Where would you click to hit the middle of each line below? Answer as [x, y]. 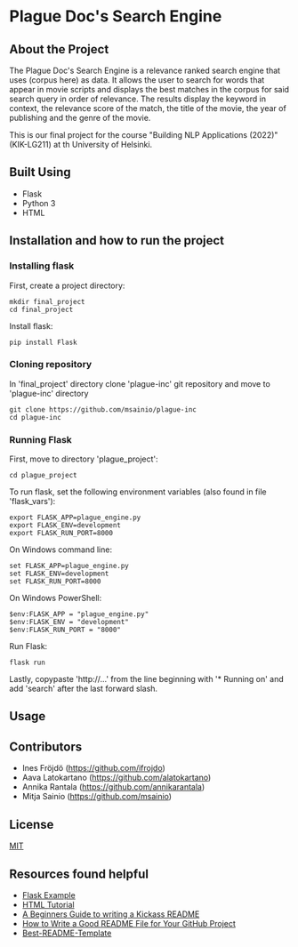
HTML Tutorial [48, 904]
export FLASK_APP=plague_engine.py [75, 518]
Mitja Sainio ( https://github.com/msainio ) [97, 797]
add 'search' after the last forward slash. [84, 689]
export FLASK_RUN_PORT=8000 [61, 534]
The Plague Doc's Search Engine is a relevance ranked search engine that [145, 70]
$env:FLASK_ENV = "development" [69, 622]
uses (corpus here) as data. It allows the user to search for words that [137, 80]
